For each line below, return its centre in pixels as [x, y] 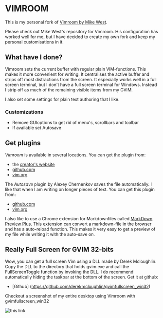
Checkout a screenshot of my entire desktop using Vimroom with [70, 296]
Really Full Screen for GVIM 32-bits [59, 250]
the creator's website [33, 164]
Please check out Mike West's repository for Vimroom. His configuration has [81, 31]
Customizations [24, 112]
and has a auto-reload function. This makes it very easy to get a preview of [80, 229]
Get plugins [23, 143]
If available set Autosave [37, 128]
